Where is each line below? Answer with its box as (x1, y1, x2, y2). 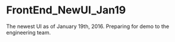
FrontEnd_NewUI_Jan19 (6, 3, 126, 17)
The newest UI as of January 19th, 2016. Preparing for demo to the (6, 23, 170, 30)
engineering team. (6, 29, 51, 36)
